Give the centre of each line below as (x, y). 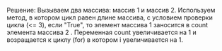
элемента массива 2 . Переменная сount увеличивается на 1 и (102, 32)
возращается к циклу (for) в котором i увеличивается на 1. (95, 40)
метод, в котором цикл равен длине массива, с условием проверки (110, 17)
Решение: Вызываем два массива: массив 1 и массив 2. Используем (111, 10)
